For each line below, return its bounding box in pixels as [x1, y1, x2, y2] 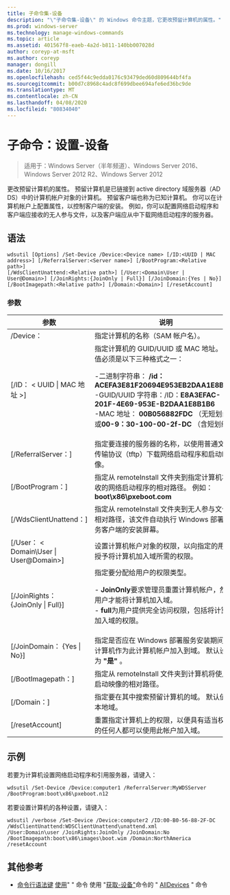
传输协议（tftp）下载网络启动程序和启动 [94, 449, 222, 458]
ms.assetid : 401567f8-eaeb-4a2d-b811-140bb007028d [7, 42, 155, 49]
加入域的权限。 [94, 616, 143, 625]
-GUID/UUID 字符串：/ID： [94, 390, 181, 399]
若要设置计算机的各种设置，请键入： [7, 803, 110, 811]
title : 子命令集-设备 [7, 10, 63, 17]
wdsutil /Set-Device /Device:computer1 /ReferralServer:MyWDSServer [7, 784, 207, 791]
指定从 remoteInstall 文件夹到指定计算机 [94, 472, 222, 482]
